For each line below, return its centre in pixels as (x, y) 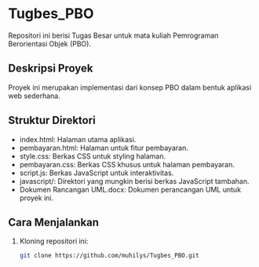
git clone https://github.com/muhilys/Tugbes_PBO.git (109, 256)
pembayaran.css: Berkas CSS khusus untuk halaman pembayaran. (127, 164)
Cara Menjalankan (54, 222)
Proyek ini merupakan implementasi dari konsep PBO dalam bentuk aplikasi (130, 87)
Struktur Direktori (52, 121)
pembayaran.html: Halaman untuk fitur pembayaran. (104, 148)
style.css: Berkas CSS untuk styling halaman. (93, 156)
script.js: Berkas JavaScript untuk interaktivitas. (97, 173)
